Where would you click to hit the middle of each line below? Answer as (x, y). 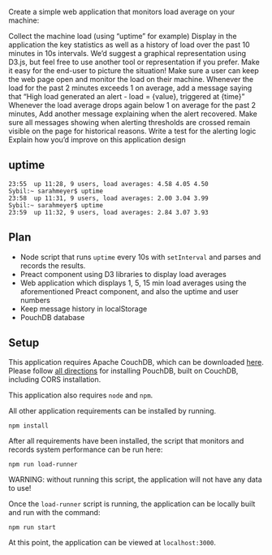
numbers (35, 300)
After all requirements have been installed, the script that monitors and (126, 441)
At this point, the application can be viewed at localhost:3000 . (112, 543)
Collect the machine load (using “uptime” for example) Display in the (123, 36)
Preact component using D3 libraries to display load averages (123, 274)
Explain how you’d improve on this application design (97, 140)
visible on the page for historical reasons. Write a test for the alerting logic (132, 131)
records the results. (53, 265)
